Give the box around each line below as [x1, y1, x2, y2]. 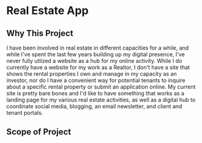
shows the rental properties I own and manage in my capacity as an [6, 70, 178, 77]
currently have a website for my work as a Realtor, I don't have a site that [6, 64, 190, 71]
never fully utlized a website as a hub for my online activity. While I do [6, 57, 182, 64]
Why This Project [6, 28, 73, 38]
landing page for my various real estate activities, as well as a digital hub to [6, 96, 196, 103]
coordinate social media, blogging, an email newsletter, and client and [6, 103, 182, 110]
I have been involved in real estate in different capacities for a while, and [6, 44, 189, 51]
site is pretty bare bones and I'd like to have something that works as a [6, 90, 185, 97]
